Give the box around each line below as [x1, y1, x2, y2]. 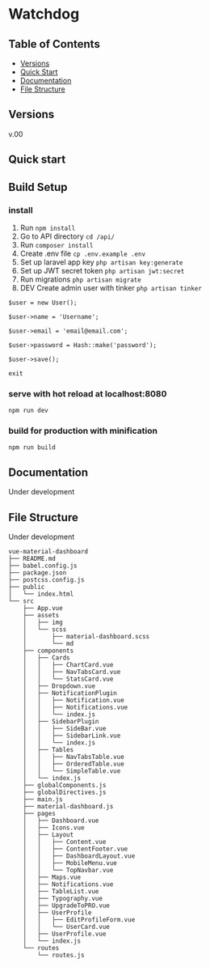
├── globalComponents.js [23, 782, 107, 790]
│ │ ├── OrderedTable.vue [23, 760, 125, 769]
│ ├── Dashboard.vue [23, 816, 99, 825]
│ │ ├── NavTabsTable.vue [23, 753, 125, 761]
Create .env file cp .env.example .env [19, 248, 146, 258]
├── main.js [23, 795, 63, 804]
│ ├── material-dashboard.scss [23, 633, 150, 641]
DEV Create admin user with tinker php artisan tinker [19, 282, 202, 292]
